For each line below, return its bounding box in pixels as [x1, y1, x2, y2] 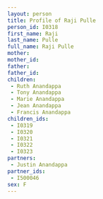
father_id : [7, 69, 40, 76]
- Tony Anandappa [10, 89, 61, 96]
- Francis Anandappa [10, 109, 71, 116]
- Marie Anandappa [10, 96, 65, 103]
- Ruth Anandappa [10, 83, 61, 90]
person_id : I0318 [7, 23, 59, 30]
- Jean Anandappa [10, 102, 61, 109]
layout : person [7, 10, 52, 18]
